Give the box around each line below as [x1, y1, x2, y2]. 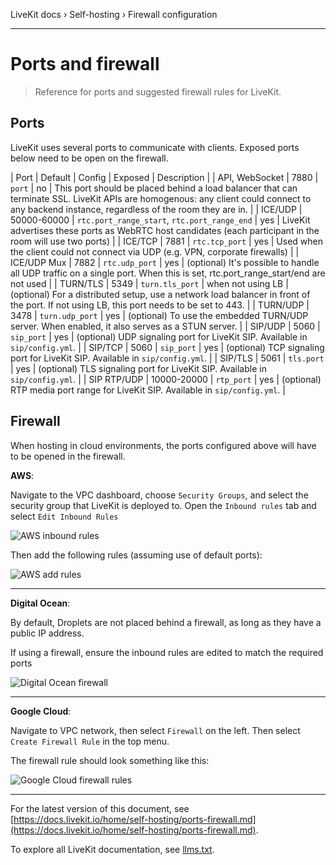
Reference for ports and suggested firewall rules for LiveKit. [34, 85, 282, 98]
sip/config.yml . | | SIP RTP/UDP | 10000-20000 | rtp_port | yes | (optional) [10, 373, 322, 385]
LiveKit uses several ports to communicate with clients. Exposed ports [10, 141, 300, 153]
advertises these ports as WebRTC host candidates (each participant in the [10, 224, 320, 236]
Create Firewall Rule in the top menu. [10, 735, 170, 747]
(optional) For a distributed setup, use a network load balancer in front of [10, 288, 311, 300]
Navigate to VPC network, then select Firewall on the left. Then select [10, 724, 301, 736]
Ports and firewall [10, 53, 160, 76]
